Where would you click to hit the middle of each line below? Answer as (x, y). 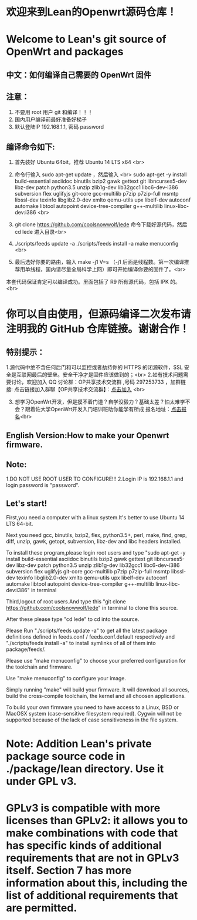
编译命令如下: (31, 147)
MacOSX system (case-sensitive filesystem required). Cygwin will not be (94, 714)
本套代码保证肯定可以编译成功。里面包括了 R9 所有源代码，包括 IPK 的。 (93, 282)
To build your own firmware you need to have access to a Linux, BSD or (92, 707)
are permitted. (42, 908)
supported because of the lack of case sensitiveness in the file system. (92, 720)
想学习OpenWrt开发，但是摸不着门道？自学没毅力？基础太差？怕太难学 (100, 402)
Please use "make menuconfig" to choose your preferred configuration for (96, 661)
